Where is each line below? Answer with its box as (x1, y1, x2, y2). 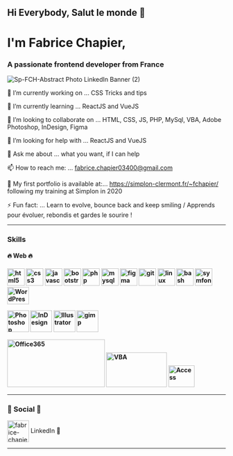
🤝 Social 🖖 (7, 404, 42, 414)
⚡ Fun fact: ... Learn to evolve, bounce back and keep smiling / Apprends (7, 200, 215, 209)
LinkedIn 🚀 (30, 427, 61, 435)
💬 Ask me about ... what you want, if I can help (7, 150, 140, 158)
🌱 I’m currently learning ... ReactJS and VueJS (7, 102, 139, 110)
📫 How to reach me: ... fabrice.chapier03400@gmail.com (7, 164, 173, 172)
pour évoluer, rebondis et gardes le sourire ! (7, 211, 132, 219)
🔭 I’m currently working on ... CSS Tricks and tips (7, 88, 147, 97)
